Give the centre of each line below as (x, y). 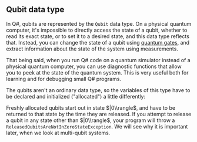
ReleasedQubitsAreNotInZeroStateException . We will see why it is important (97, 126)
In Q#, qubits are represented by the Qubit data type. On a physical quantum (99, 23)
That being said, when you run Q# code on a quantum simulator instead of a (98, 60)
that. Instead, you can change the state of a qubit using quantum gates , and (98, 42)
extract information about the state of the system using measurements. (92, 49)
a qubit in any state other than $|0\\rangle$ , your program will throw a (91, 120)
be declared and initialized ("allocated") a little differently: (76, 96)
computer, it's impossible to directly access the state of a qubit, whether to (97, 30)
